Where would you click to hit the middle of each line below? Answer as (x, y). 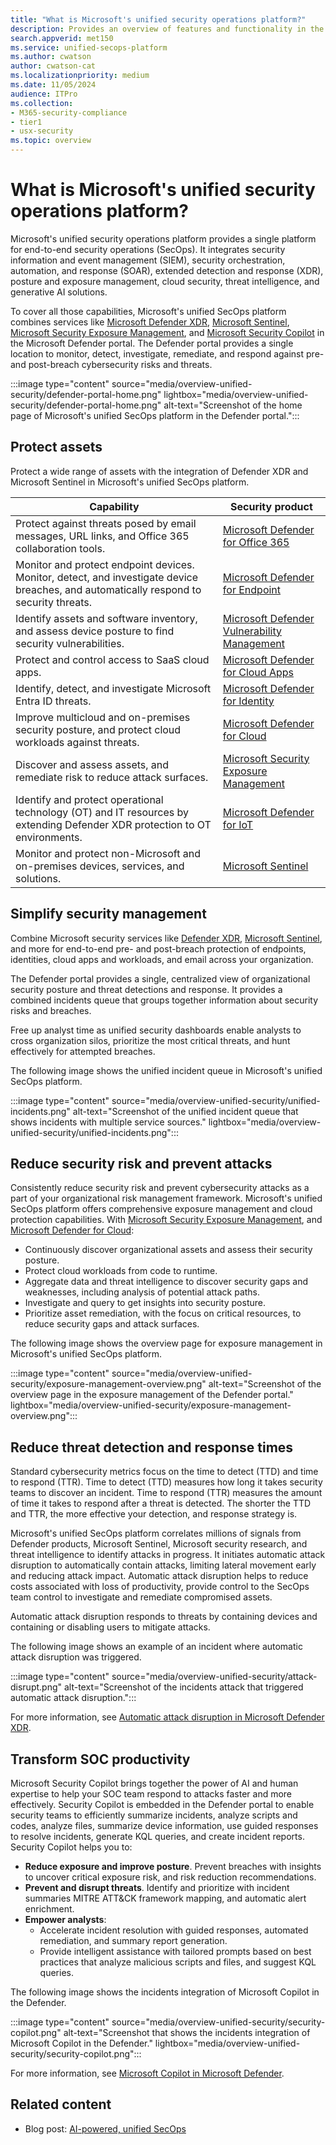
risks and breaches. (51, 1010)
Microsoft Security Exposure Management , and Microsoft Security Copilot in (167, 332)
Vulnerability (252, 631)
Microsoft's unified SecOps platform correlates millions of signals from (156, 1533)
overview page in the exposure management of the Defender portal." (152, 1395)
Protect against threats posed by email (106, 523)
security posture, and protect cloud (98, 729)
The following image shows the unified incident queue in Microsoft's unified (166, 1070)
